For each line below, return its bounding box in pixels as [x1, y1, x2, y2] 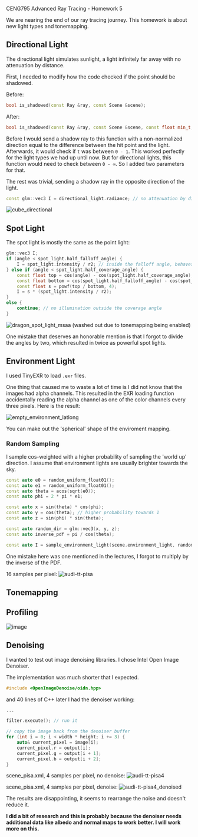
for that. [6, 166, 25, 174]
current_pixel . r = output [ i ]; [16, 745, 91, 751]
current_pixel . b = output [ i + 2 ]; [16, 756, 101, 762]
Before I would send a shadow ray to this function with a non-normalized [6, 135, 183, 142]
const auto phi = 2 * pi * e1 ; [6, 493, 83, 499]
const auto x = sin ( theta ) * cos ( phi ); [6, 504, 104, 510]
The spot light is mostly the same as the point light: [6, 239, 130, 246]
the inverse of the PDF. [6, 559, 62, 566]
